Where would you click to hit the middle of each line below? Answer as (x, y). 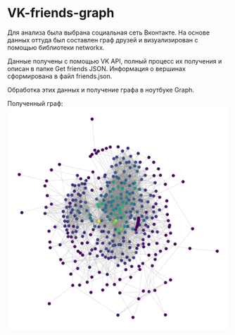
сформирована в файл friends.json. (60, 76)
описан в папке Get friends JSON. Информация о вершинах (97, 68)
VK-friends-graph (61, 13)
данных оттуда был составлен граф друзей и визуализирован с (103, 39)
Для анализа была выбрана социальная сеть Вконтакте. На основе (108, 32)
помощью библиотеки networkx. (56, 47)
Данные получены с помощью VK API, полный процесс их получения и (115, 61)
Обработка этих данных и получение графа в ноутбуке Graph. (101, 90)
